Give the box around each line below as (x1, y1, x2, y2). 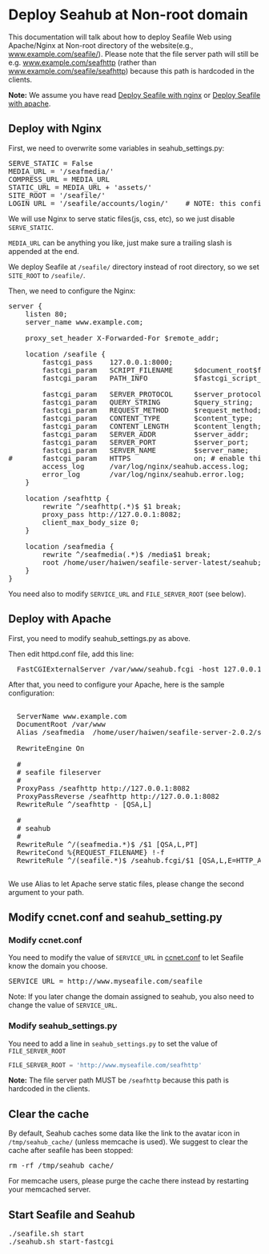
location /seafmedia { (25, 542, 114, 550)
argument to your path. (8, 887, 84, 897)
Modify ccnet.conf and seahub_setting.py (8, 910, 223, 924)
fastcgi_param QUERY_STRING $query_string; (42, 397, 254, 406)
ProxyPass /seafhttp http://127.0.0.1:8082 (16, 784, 191, 792)
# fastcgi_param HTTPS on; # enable (8, 454, 246, 462)
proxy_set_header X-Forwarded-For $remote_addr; (25, 333, 220, 342)
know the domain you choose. (8, 962, 108, 971)
